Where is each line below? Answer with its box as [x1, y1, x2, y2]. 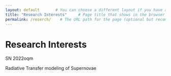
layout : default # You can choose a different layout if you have [5, 7, 163, 13]
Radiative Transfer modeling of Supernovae [5, 65, 97, 71]
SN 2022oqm [5, 55, 34, 61]
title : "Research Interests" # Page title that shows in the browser [5, 12, 165, 17]
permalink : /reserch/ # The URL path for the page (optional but [5, 17, 154, 22]
